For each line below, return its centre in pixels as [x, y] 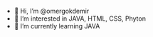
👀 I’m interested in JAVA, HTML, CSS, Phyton [80, 18]
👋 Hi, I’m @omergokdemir [52, 11]
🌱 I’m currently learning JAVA [57, 26]
